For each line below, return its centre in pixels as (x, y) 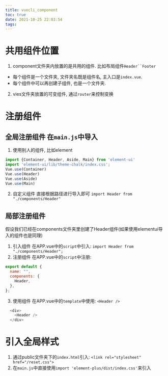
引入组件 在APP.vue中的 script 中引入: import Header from (73, 246)
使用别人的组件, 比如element (43, 150)
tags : (11, 24)
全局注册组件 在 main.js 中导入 (52, 137)
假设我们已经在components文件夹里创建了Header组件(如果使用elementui (82, 229)
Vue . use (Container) (26, 169)
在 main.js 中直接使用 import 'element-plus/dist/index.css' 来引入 (82, 368)
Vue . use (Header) (22, 174)
